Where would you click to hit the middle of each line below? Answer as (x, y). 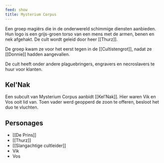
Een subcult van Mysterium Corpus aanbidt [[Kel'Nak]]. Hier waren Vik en (81, 97)
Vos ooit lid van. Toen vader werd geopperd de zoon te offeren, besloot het (82, 102)
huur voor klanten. (24, 69)
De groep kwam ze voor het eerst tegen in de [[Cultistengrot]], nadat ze (79, 49)
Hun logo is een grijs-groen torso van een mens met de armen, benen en (80, 34)
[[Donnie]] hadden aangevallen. (38, 54)
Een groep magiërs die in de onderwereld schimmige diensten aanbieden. (81, 28)
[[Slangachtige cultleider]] (39, 146)
